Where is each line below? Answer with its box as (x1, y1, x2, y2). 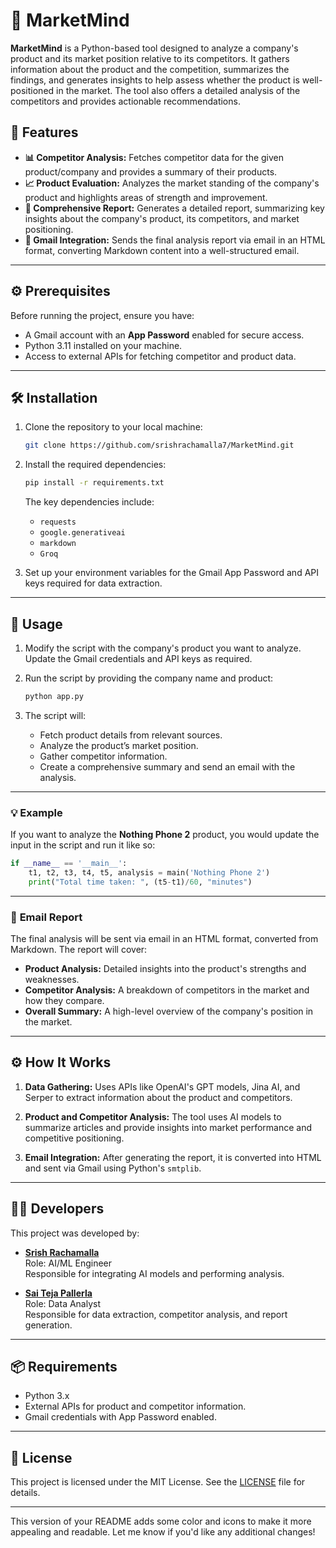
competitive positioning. (24, 1132, 125, 1144)
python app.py (24, 691, 84, 701)
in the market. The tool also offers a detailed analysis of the (56, 84, 301, 96)
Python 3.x (24, 1390, 70, 1402)
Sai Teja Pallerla (24, 1287, 93, 1299)
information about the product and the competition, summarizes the (10, 63, 290, 75)
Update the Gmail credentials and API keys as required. (24, 652, 253, 664)
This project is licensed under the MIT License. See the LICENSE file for (10, 1476, 306, 1488)
